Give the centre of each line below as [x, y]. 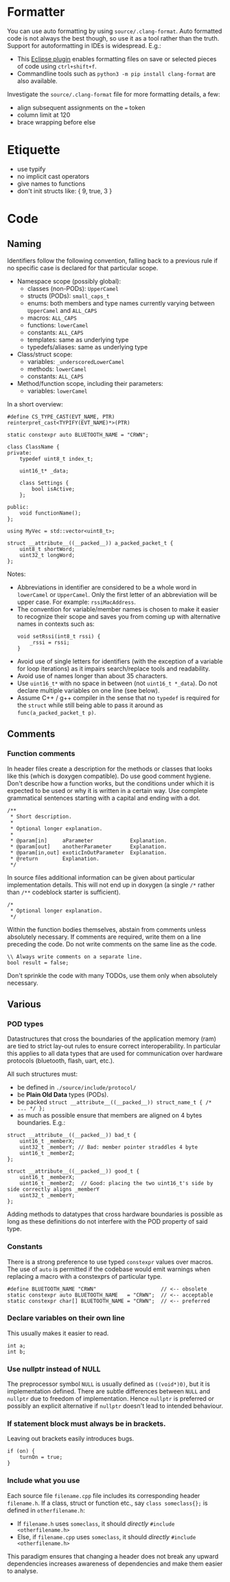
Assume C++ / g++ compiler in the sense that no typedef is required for [118, 697]
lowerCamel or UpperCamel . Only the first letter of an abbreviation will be [117, 594]
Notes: [16, 574]
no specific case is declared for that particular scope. [83, 268]
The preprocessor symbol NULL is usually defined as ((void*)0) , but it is [109, 1384]
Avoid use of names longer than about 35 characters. [92, 675]
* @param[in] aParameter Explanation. [89, 841]
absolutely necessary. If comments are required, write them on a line [104, 937]
